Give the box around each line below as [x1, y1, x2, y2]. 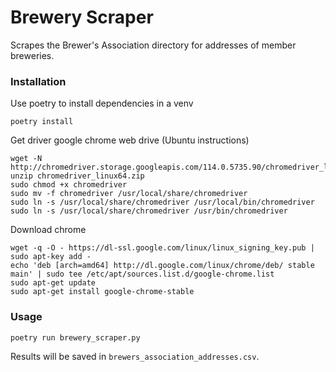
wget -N [10, 154, 43, 164]
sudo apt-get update [10, 278, 97, 288]
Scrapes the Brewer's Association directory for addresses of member [10, 39, 297, 51]
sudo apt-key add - [10, 252, 92, 262]
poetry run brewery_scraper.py [10, 332, 141, 343]
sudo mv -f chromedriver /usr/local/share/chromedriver [10, 189, 248, 199]
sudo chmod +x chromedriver [10, 180, 128, 190]
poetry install [10, 117, 74, 127]
